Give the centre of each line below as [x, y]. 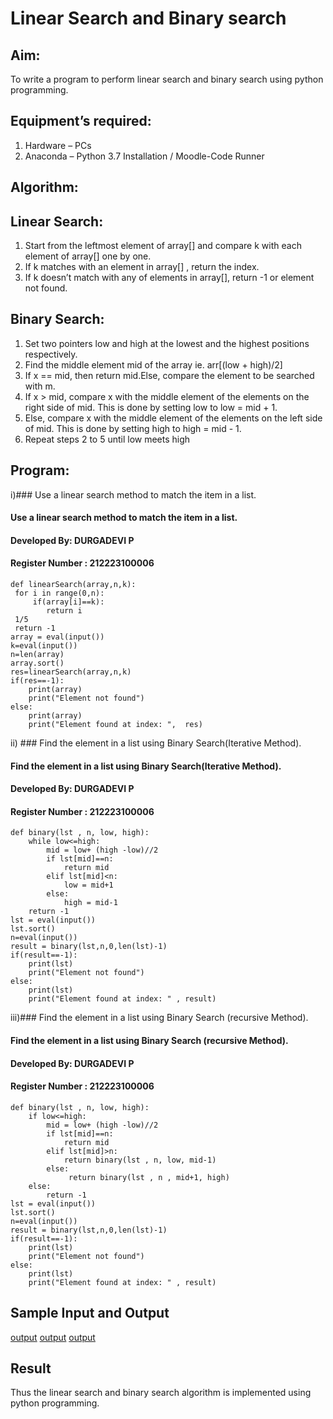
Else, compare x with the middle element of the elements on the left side [173, 418]
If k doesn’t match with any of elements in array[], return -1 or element [169, 278]
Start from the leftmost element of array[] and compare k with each [163, 246]
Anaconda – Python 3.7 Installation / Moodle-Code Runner [144, 156]
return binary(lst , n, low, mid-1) [140, 1160]
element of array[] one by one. [88, 256]
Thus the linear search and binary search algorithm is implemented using [161, 1393]
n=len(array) [37, 655]
